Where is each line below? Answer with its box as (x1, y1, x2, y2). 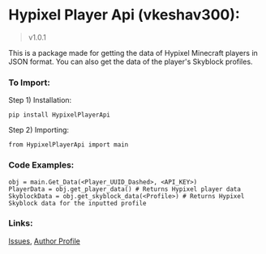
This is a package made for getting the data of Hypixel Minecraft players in (8, 48, 258, 57)
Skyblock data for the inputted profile (8, 199, 148, 207)
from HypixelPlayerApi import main (8, 141, 129, 149)
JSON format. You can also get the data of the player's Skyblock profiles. (8, 57, 253, 66)
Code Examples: (8, 159, 75, 171)
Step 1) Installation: (8, 95, 72, 105)
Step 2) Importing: (8, 125, 70, 135)
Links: (8, 218, 33, 229)
